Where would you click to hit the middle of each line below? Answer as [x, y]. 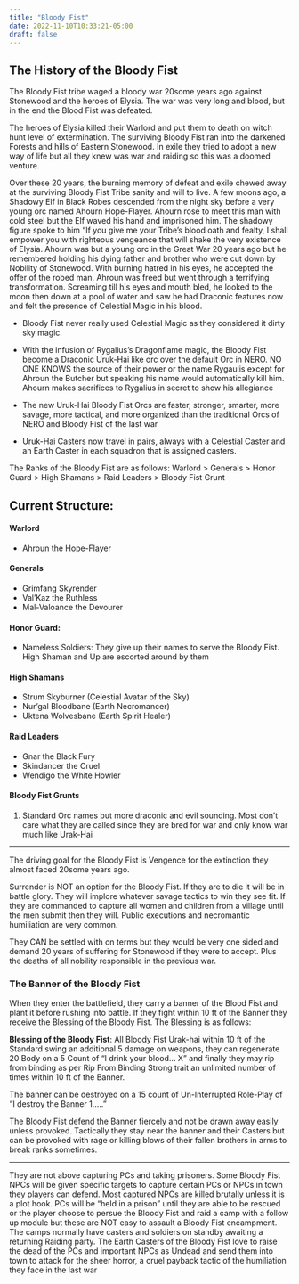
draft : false [33, 34]
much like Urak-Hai [57, 834]
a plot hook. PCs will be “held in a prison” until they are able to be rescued [145, 1204]
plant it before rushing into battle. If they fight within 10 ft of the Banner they [148, 1013]
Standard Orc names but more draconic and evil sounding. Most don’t [150, 815]
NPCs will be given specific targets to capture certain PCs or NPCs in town [146, 1185]
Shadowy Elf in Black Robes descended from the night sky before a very [142, 202]
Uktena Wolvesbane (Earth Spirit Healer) [97, 716]
